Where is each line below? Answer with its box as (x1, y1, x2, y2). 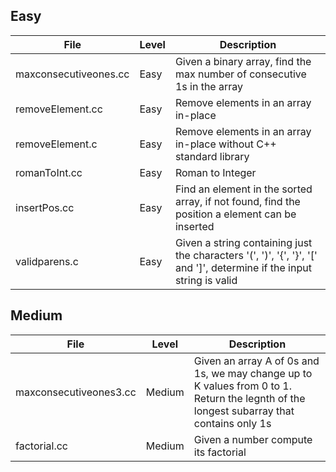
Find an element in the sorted (174, 182, 313, 196)
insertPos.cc (15, 200, 75, 214)
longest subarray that (193, 404, 295, 418)
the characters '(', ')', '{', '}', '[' (174, 248, 318, 262)
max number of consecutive (174, 67, 307, 81)
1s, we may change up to (193, 366, 313, 380)
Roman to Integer (174, 165, 257, 179)
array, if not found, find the (174, 194, 301, 208)
